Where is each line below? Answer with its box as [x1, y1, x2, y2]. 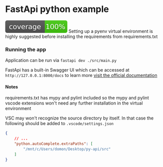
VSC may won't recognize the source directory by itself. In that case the [5, 115, 154, 121]
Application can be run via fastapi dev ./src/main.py [5, 57, 117, 63]
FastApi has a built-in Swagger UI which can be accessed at [5, 67, 129, 73]
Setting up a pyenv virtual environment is [68, 28, 153, 34]
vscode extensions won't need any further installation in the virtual [5, 100, 143, 106]
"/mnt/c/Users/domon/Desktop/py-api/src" [23, 146, 111, 152]
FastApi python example [5, 3, 109, 15]
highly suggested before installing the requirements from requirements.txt [5, 33, 158, 39]
